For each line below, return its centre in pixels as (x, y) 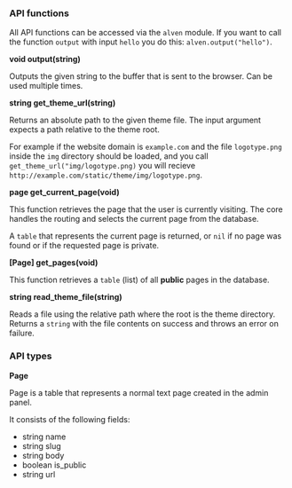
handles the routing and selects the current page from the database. (134, 219)
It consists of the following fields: (70, 419)
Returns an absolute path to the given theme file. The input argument (135, 120)
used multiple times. (46, 86)
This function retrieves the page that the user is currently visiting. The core (146, 209)
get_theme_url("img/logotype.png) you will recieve (103, 166)
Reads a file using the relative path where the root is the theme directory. (142, 314)
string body (43, 455)
